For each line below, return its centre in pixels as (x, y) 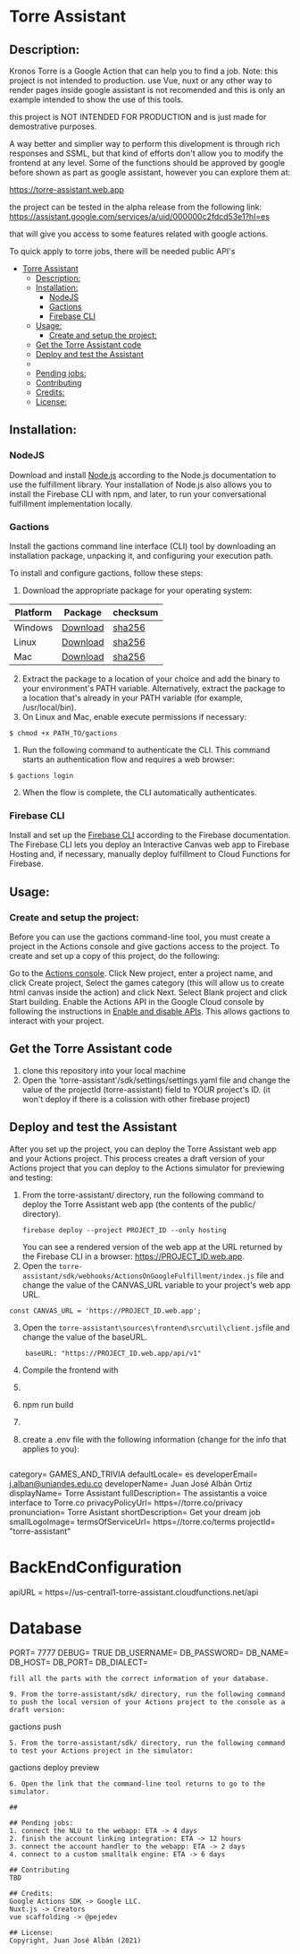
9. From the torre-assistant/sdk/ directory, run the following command (147, 1694)
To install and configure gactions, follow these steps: (106, 573)
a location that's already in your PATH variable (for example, (133, 698)
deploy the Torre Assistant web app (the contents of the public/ (139, 1204)
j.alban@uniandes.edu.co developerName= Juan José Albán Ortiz (131, 1483)
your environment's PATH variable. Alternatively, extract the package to (154, 688)
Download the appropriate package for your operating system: (137, 590)
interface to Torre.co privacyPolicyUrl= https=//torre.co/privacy (126, 1503)
